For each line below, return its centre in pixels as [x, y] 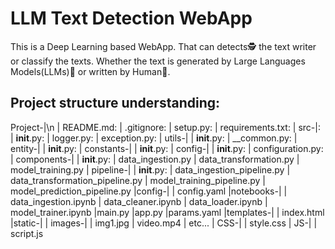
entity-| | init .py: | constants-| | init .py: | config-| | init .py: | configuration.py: [167, 148]
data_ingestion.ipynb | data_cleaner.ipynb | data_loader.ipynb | [139, 201]
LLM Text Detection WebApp [131, 18]
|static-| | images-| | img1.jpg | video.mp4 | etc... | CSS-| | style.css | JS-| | [164, 223]
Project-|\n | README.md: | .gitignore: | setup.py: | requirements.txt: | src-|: [165, 127]
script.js [27, 233]
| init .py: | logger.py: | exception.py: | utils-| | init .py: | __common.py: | [154, 138]
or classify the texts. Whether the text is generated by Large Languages [158, 61]
